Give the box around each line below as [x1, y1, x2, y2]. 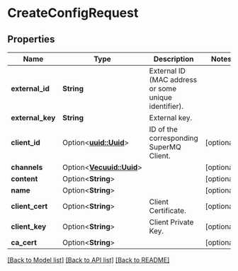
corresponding [149, 133, 198, 143]
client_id [11, 138, 40, 147]
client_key [11, 221, 47, 231]
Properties [7, 33, 55, 45]
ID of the [149, 125, 178, 134]
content [11, 174, 38, 183]
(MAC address [149, 75, 198, 84]
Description [153, 54, 194, 64]
